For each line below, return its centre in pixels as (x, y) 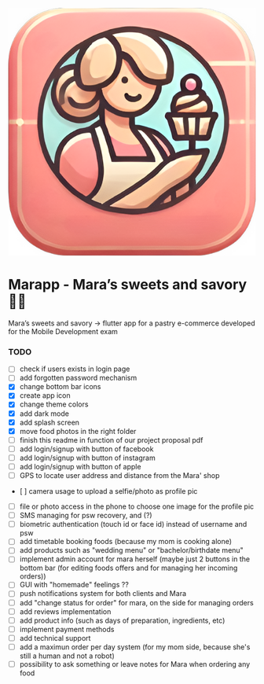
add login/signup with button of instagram (87, 458)
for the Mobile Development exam (63, 331)
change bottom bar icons (60, 387)
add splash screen (49, 422)
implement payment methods (67, 629)
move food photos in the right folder (78, 431)
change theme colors (54, 404)
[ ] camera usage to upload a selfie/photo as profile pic (108, 491)
